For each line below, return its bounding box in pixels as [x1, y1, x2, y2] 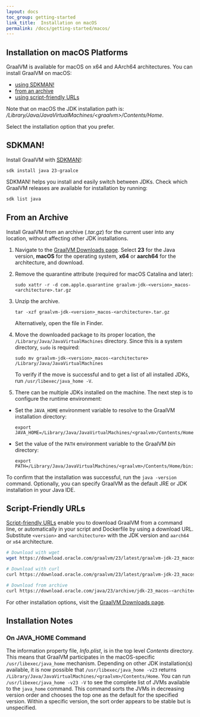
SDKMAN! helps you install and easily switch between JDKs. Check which [6, 178, 188, 185]
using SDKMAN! [14, 81, 55, 88]
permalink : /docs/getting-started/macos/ [6, 25, 111, 32]
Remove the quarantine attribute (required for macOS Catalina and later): [14, 270, 193, 278]
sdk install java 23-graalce [6, 167, 79, 173]
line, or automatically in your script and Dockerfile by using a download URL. [6, 525, 193, 533]
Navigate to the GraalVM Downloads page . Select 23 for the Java [14, 246, 176, 253]
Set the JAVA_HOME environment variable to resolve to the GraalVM [14, 406, 176, 414]
